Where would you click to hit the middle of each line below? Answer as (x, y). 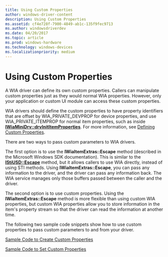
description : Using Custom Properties (46, 19)
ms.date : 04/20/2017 (27, 33)
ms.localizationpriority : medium (40, 52)
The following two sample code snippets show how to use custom (73, 224)
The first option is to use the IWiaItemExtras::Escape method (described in (83, 152)
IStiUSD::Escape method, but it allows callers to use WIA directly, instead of (84, 162)
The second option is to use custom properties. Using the (65, 193)
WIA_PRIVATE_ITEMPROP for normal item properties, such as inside (75, 121)
